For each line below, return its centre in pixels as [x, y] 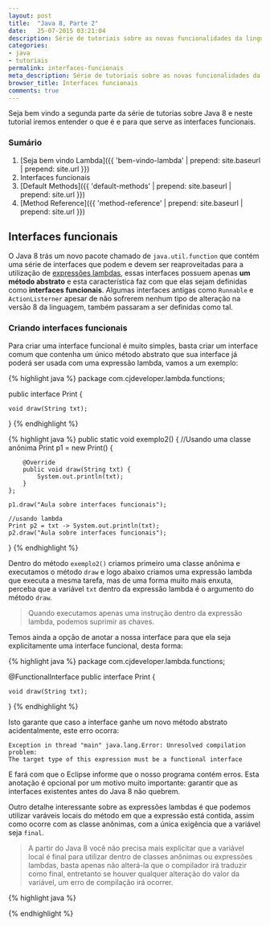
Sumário [25, 143]
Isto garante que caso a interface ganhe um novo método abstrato [118, 722]
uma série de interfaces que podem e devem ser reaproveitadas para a [126, 264]
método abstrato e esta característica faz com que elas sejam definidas [128, 281]
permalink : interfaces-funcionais [66, 68]
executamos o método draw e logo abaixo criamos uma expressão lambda [131, 572]
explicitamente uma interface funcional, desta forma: [96, 645]
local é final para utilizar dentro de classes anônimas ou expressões [140, 856]
